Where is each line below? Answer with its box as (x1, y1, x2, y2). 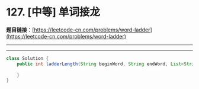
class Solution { (6, 55, 49, 61)
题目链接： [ (6, 26, 34, 33)
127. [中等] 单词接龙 (6, 5, 101, 19)
